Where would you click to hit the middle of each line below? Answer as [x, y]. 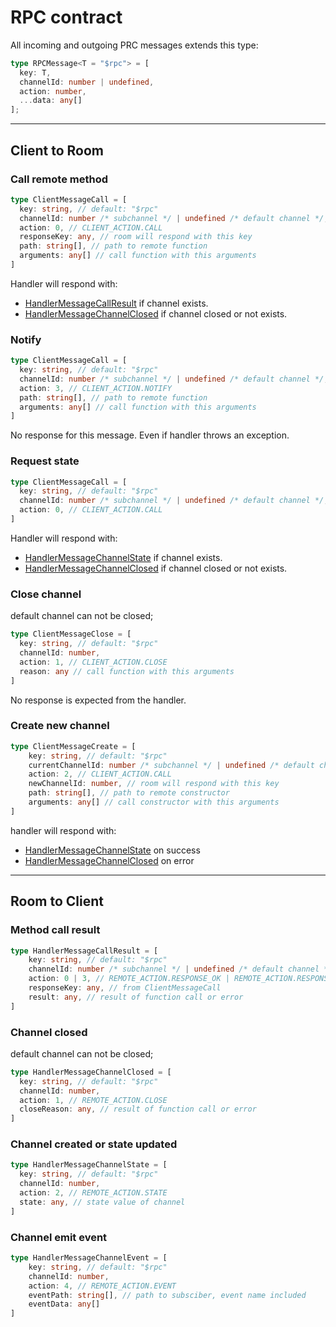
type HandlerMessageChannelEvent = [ [89, 1258]
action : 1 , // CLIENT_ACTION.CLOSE [93, 662]
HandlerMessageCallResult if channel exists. [116, 303]
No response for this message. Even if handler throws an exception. [150, 435]
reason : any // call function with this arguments [127, 671]
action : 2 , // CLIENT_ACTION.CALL [100, 774]
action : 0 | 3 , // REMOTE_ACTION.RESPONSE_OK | [129, 979]
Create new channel [60, 726]
